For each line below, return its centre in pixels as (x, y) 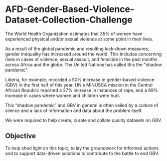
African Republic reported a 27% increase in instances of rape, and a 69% (82, 90)
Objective (21, 136)
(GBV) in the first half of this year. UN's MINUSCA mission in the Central (79, 85)
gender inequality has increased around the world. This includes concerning (83, 54)
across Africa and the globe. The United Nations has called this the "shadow (83, 64)
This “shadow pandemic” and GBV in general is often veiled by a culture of (82, 105)
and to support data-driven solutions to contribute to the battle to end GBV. (82, 153)
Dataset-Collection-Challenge (69, 20)
